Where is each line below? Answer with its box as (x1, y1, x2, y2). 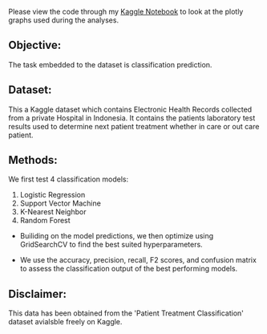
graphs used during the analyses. (8, 15, 119, 25)
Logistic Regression (19, 190, 86, 200)
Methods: (8, 153, 58, 167)
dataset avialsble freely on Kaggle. (8, 317, 123, 327)
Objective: (8, 39, 62, 52)
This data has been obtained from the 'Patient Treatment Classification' (8, 308, 245, 318)
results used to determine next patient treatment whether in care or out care (8, 121, 260, 131)
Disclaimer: (8, 287, 67, 300)
